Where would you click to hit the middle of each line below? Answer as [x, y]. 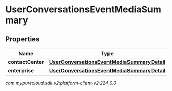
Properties [23, 39]
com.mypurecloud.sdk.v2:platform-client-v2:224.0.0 [61, 83]
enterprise [21, 70]
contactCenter [26, 62]
